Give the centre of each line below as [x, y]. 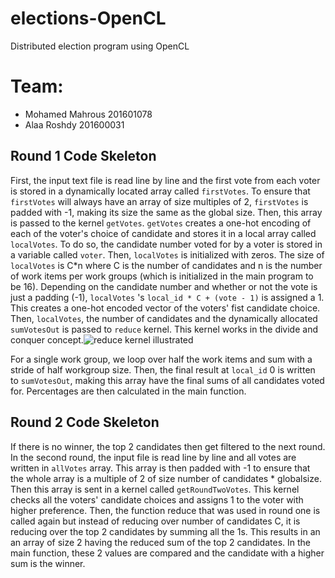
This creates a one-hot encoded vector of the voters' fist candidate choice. [165, 308]
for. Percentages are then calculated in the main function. [128, 391]
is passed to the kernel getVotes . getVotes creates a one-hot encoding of [161, 223]
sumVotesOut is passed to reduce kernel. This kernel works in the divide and [164, 329]
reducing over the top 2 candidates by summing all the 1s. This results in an [165, 531]
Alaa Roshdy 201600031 [74, 124]
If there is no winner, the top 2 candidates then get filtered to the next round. [168, 446]
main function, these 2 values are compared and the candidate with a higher [167, 553]
